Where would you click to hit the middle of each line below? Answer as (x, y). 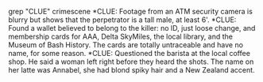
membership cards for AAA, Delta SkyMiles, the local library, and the (120, 36)
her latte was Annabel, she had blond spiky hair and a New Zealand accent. (132, 70)
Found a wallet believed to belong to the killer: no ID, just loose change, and (132, 28)
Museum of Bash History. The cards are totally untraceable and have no (126, 45)
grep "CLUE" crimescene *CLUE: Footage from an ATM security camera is (130, 11)
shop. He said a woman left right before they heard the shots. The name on (131, 61)
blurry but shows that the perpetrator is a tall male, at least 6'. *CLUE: (122, 20)
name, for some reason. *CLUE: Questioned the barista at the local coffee (129, 53)
